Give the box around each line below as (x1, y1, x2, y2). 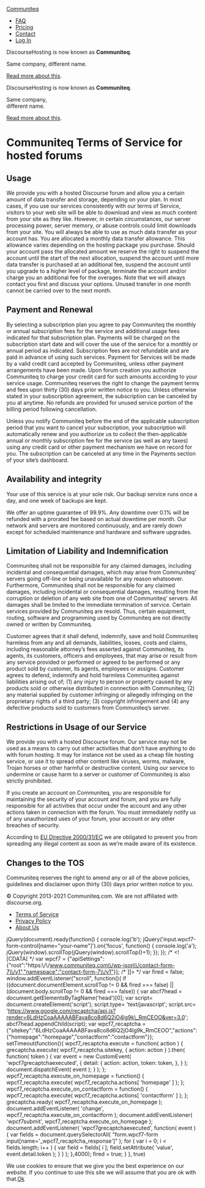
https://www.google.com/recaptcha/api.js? (8, 1007, 116, 1015)
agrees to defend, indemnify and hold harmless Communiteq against (6, 672, 179, 679)
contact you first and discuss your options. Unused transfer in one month (6, 280, 191, 287)
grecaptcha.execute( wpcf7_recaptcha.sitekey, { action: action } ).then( (6, 1047, 185, 1054)
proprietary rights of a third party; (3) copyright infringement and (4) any (6, 697, 190, 705)
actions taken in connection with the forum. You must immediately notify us (6, 808, 196, 816)
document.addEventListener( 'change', (6, 1105, 104, 1112)
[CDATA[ (6, 955, 29, 963)
